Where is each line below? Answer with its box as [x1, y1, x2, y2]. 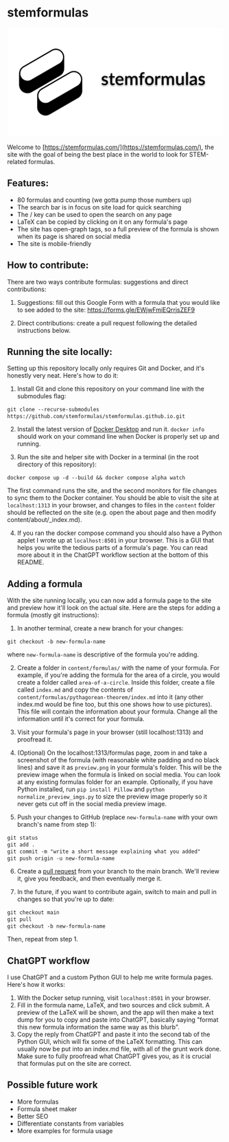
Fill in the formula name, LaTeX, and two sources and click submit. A [16, 1001, 210, 1009]
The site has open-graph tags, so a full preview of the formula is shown [16, 225, 219, 233]
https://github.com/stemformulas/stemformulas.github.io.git [7, 413, 186, 420]
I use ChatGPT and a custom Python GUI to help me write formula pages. [7, 973, 214, 981]
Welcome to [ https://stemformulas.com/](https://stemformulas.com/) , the [7, 143, 215, 151]
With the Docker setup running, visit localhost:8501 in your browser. [16, 994, 211, 1002]
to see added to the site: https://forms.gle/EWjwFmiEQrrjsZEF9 [16, 306, 195, 314]
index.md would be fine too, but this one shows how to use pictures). [16, 700, 213, 709]
